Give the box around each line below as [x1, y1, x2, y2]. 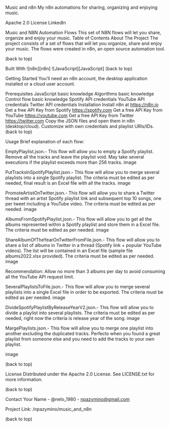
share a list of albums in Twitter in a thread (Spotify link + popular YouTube [5, 242, 162, 248]
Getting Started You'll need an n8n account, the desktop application [5, 76, 148, 81]
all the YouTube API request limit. [5, 274, 75, 280]
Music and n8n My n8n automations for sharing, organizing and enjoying [5, 5, 158, 10]
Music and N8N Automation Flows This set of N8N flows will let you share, [5, 30, 161, 35]
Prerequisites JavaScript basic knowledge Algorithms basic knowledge [5, 91, 154, 96]
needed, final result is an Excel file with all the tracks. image [5, 180, 131, 186]
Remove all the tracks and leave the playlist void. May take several [5, 154, 144, 160]
